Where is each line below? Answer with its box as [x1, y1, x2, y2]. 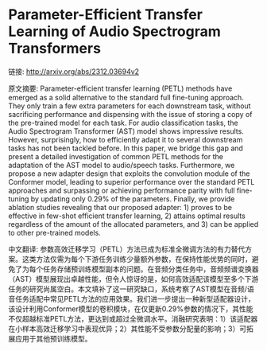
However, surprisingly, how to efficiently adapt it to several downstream [8, 135, 243, 144]
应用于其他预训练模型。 [14, 333, 92, 343]
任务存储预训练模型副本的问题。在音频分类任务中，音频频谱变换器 [42, 264, 259, 274]
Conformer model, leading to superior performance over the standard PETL [8, 177, 255, 186]
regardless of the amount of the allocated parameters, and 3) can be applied [8, 219, 259, 228]
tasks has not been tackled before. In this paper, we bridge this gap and [8, 143, 244, 153]
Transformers [8, 40, 102, 57]
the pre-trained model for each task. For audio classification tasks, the [8, 118, 238, 127]
